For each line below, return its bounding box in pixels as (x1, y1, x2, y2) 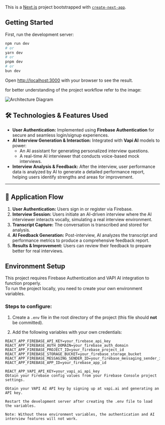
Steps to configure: (5, 303, 53, 310)
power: (12, 142, 27, 148)
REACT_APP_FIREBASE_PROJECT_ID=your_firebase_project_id (5, 347, 124, 352)
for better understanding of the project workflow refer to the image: (5, 87, 141, 93)
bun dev (5, 68, 21, 73)
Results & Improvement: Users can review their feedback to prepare (12, 242, 151, 248)
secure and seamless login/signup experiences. (12, 132, 110, 138)
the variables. (5, 403, 36, 408)
